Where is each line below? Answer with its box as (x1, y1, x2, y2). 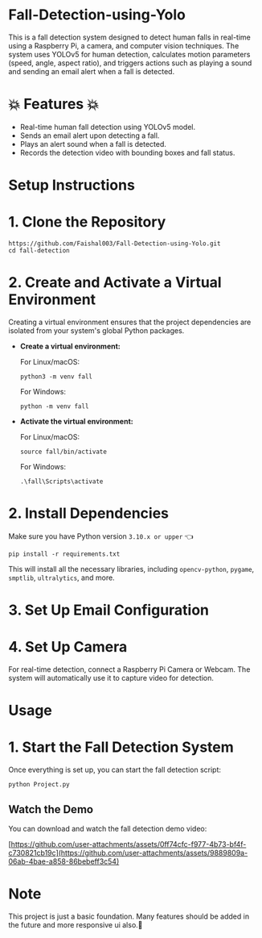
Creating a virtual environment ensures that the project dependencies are (8, 317, 252, 327)
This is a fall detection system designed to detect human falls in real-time (8, 32, 251, 42)
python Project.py (8, 781, 70, 789)
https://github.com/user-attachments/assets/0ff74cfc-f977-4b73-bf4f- (10, 839, 247, 848)
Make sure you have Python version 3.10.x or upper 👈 (8, 531, 194, 541)
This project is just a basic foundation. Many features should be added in (8, 911, 250, 921)
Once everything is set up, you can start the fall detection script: (8, 765, 222, 775)
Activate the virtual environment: (19, 416, 134, 426)
